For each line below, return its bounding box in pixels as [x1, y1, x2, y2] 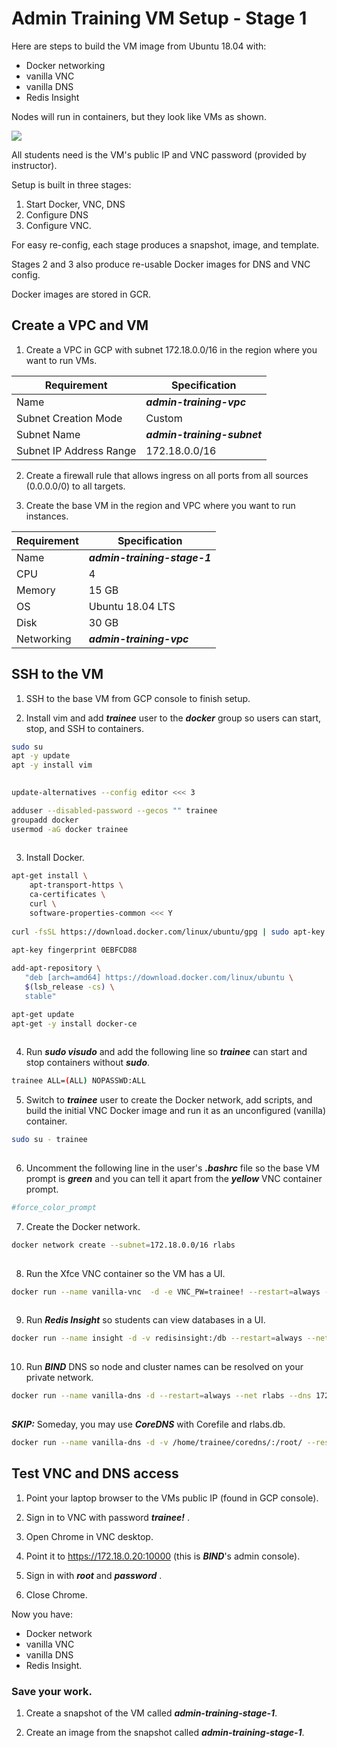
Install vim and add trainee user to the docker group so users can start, [25, 712, 322, 724]
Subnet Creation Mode [16, 411, 123, 425]
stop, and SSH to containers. [25, 722, 144, 734]
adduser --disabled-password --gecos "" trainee [11, 805, 218, 816]
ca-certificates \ [29, 890, 106, 900]
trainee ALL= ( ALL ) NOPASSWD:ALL [11, 1076, 146, 1086]
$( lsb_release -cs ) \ [24, 982, 115, 992]
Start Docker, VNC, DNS [25, 198, 126, 210]
